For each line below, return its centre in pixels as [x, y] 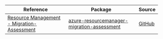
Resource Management [34, 18]
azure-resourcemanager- [98, 20]
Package [101, 9]
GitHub [147, 24]
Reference [36, 9]
